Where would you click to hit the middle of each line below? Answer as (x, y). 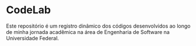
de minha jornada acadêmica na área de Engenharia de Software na (88, 32)
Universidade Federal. (33, 38)
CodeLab (28, 10)
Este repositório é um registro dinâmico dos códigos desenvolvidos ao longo (98, 26)
